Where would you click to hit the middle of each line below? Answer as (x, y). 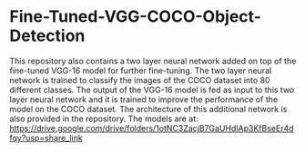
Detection (47, 36)
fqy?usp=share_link (46, 138)
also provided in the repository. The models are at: (104, 119)
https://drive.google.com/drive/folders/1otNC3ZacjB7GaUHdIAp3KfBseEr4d (152, 128)
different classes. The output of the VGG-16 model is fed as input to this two (152, 90)
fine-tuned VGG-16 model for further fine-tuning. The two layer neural (141, 71)
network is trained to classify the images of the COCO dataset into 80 (140, 80)
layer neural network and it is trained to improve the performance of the (144, 99)
